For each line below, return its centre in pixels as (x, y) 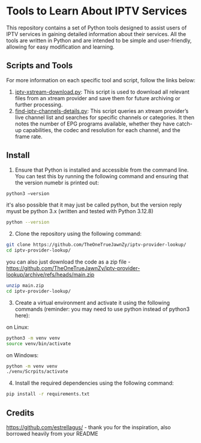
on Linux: (18, 327)
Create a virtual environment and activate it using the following (92, 303)
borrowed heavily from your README (52, 434)
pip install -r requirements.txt (48, 394)
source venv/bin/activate (38, 343)
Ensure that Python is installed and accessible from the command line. (102, 170)
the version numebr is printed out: (57, 182)
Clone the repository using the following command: (78, 234)
